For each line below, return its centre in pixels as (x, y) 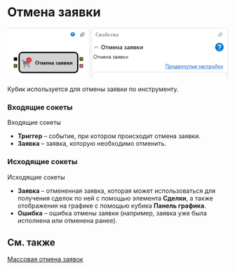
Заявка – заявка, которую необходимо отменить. (92, 144)
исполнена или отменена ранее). (67, 220)
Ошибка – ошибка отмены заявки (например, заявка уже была (112, 213)
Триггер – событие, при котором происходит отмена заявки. (109, 136)
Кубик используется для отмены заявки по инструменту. (93, 89)
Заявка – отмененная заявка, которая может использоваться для (116, 191)
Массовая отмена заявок (45, 259)
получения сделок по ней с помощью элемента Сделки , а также (115, 198)
